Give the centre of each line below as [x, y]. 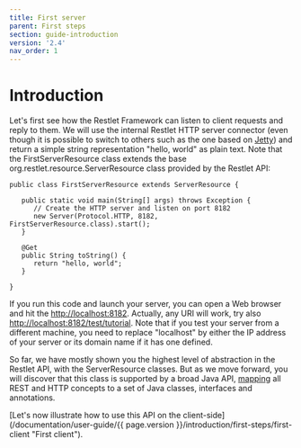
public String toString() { [74, 256]
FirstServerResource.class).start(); [80, 224]
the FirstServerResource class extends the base [98, 159]
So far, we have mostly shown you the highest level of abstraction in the [142, 360]
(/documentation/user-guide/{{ [66, 425]
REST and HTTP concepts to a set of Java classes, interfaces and [131, 389]
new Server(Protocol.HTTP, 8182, [96, 217]
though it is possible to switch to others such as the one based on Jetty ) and [151, 139]
